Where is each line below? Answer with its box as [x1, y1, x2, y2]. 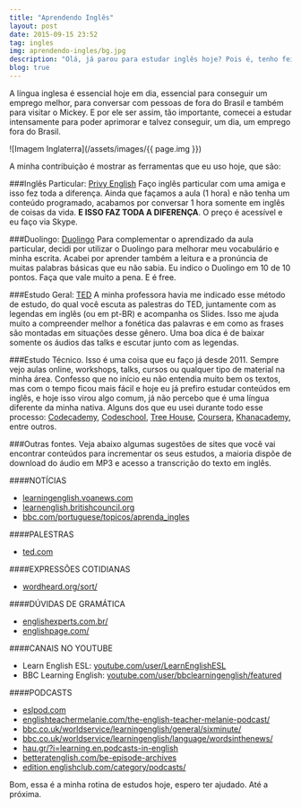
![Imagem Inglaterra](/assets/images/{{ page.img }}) [9, 143, 202, 154]
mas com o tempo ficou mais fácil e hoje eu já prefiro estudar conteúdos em [9, 382, 291, 393]
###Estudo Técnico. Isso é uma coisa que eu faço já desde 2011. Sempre [9, 354, 279, 364]
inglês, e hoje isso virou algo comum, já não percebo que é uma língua [9, 392, 270, 403]
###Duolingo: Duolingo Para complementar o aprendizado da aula [9, 233, 254, 244]
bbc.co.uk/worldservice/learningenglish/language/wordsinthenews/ [21, 733, 273, 743]
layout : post [9, 22, 58, 31]
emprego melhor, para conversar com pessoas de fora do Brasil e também [9, 97, 284, 108]
